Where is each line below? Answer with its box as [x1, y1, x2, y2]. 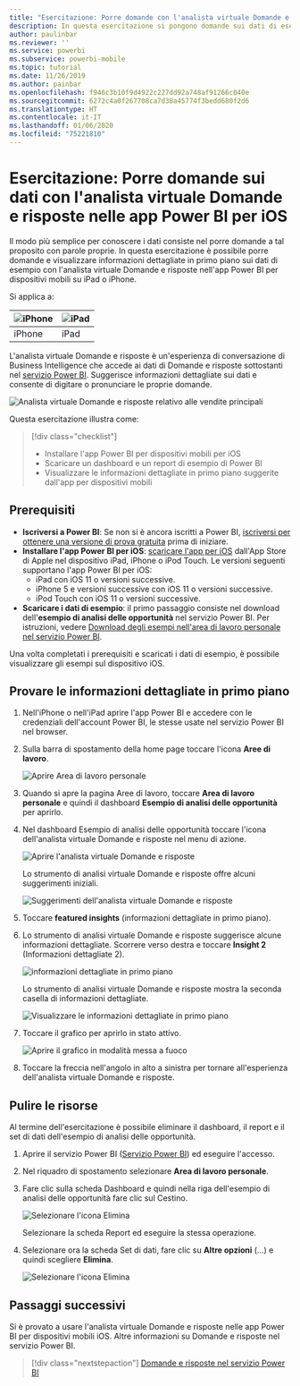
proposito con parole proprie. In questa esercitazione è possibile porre [9, 245, 269, 256]
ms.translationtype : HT [9, 105, 98, 114]
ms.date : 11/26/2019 [9, 72, 87, 81]
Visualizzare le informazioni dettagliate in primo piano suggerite [44, 467, 279, 478]
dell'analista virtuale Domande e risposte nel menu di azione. [21, 834, 247, 845]
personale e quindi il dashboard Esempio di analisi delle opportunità [21, 797, 279, 808]
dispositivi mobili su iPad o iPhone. [9, 274, 137, 285]
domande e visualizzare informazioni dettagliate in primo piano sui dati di [9, 254, 279, 265]
